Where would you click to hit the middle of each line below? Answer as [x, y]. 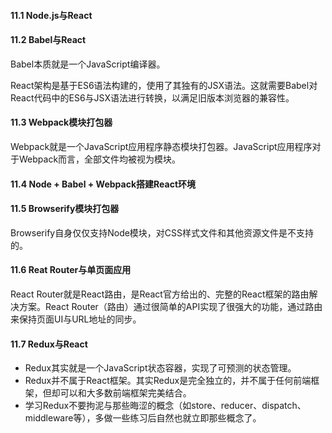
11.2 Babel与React [48, 40]
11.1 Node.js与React [51, 15]
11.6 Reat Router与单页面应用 [71, 270]
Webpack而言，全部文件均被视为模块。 [100, 159]
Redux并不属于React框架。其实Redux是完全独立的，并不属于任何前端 [168, 381]
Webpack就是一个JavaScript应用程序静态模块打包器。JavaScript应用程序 [161, 146]
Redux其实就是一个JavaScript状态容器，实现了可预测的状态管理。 [160, 368]
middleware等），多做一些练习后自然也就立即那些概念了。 [143, 418]
